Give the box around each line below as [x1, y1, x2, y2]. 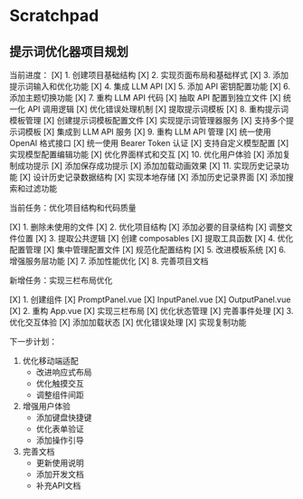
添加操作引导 [35, 435, 84, 445]
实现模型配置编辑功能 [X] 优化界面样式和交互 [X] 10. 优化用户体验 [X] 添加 [9, 149, 283, 160]
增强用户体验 [22, 401, 71, 411]
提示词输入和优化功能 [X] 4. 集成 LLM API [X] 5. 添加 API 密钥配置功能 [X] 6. [9, 81, 291, 92]
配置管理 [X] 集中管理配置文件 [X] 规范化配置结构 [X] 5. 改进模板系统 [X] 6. [9, 244, 287, 255]
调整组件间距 [35, 389, 84, 400]
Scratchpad [9, 5, 99, 26]
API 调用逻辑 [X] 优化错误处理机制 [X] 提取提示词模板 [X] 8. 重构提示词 [26, 103, 289, 114]
